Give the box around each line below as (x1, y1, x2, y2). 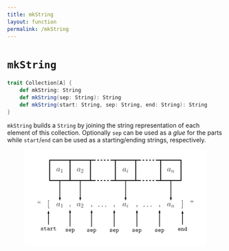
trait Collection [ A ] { (7, 80, 72, 87)
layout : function (7, 18, 57, 25)
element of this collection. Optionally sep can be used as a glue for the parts (7, 128, 222, 137)
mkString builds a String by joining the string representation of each (7, 121, 200, 129)
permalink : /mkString (7, 25, 69, 32)
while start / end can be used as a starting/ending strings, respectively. (7, 135, 206, 144)
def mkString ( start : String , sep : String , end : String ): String (19, 101, 208, 108)
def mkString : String (19, 87, 81, 94)
